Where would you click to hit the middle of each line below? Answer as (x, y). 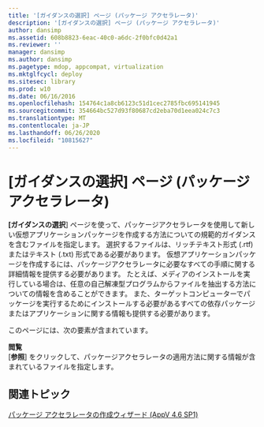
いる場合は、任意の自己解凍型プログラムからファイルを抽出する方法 (139, 284)
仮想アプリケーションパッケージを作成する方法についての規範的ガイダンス (135, 234)
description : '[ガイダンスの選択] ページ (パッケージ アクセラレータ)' (114, 23)
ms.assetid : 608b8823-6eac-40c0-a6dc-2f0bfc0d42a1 (93, 37)
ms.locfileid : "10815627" (50, 140)
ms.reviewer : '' (35, 45)
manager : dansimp (37, 52)
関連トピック (39, 394)
